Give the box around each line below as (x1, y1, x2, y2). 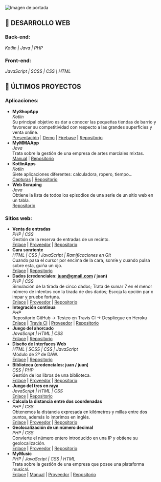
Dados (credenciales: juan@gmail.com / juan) (12, 273, 108, 279)
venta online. (12, 129, 39, 135)
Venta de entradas (12, 226, 51, 232)
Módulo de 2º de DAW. (12, 351, 58, 357)
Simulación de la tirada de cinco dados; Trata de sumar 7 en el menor (12, 283, 153, 289)
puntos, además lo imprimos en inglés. (12, 414, 91, 420)
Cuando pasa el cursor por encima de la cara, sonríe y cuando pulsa (12, 257, 150, 263)
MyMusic (12, 451, 32, 456)
